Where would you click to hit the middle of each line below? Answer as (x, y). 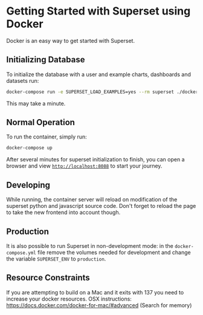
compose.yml (21, 253)
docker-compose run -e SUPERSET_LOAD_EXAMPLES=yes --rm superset (90, 92)
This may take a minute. (36, 103)
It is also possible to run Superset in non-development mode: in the (90, 245)
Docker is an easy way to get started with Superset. (70, 41)
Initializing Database (46, 60)
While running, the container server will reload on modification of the (92, 200)
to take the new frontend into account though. (63, 212)
